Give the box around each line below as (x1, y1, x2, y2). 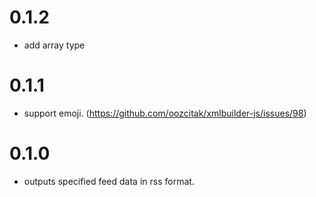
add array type (23, 39, 86, 51)
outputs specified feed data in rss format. (23, 175, 195, 187)
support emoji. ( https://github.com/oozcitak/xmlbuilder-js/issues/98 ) (23, 107, 307, 119)
